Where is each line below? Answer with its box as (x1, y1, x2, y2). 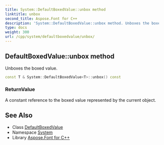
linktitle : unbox (5, 12, 41, 17)
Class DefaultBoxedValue (12, 124, 63, 130)
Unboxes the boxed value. (5, 65, 58, 71)
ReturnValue (5, 86, 35, 93)
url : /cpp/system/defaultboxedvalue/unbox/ (5, 35, 95, 39)
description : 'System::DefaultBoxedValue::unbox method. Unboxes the (5, 20, 150, 26)
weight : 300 (5, 30, 29, 35)
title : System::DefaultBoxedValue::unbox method (5, 7, 106, 12)
